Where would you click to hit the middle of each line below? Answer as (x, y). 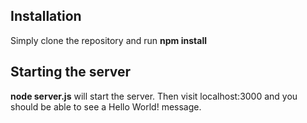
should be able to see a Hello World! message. (106, 106)
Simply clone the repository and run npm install (108, 40)
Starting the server (71, 72)
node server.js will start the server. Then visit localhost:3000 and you (154, 96)
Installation (46, 16)
